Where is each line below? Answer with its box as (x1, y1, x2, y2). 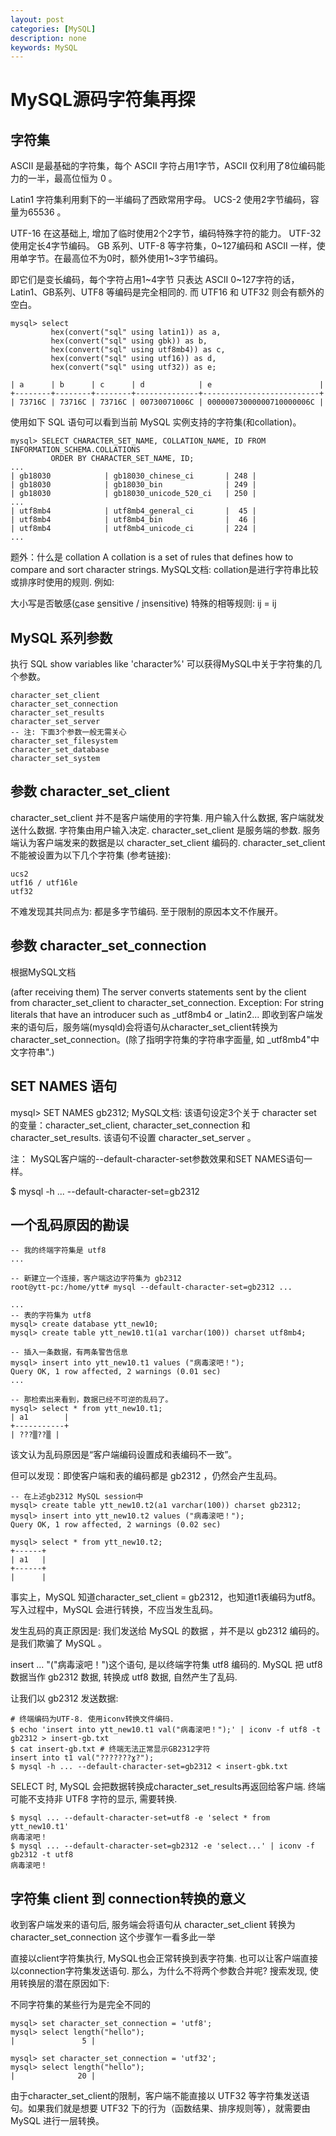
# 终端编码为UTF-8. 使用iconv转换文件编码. (10, 1714, 175, 1725)
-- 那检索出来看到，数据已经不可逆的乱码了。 (10, 1395, 173, 1405)
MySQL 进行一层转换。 (10, 2115, 105, 2127)
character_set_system (10, 754, 101, 764)
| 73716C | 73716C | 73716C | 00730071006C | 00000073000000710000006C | (10, 397, 325, 408)
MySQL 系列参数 (10, 629, 113, 646)
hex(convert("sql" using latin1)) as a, (50, 327, 222, 338)
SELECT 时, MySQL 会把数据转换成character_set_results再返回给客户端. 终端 (10, 1781, 326, 1793)
